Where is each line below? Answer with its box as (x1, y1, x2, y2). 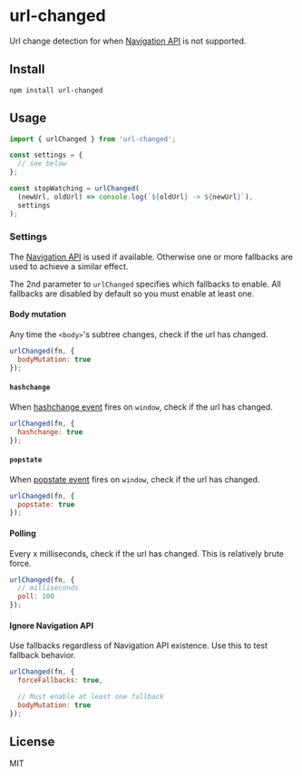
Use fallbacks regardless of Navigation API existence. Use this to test (9, 640, 268, 651)
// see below (17, 160, 67, 169)
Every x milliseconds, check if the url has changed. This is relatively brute (9, 548, 284, 558)
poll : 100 (17, 592, 54, 601)
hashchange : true (17, 427, 83, 436)
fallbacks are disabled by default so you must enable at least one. (9, 287, 255, 299)
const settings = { (9, 150, 83, 160)
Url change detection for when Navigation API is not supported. (9, 35, 247, 46)
